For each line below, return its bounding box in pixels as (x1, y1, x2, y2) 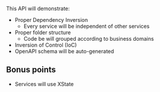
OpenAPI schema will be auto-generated (14, 48, 114, 55)
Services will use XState (14, 80, 74, 87)
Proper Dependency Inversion (14, 17, 88, 23)
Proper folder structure (14, 29, 71, 36)
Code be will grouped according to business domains (23, 35, 154, 42)
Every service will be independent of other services (23, 23, 150, 29)
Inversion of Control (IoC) (14, 41, 77, 48)
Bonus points (6, 65, 56, 75)
